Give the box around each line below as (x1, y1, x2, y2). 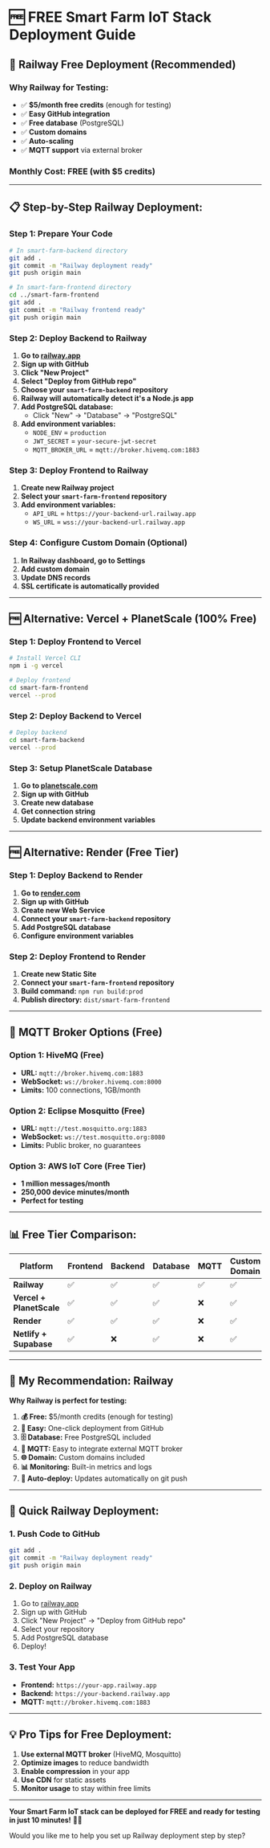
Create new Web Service (20, 905, 106, 915)
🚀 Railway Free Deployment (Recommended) (9, 57, 236, 72)
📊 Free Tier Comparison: (9, 1227, 137, 1241)
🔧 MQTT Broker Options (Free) (9, 1026, 163, 1039)
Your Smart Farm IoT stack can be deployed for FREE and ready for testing (9, 1806, 261, 1816)
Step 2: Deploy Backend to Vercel (9, 710, 142, 721)
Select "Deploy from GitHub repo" (20, 376, 137, 386)
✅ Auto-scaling (20, 136, 75, 145)
